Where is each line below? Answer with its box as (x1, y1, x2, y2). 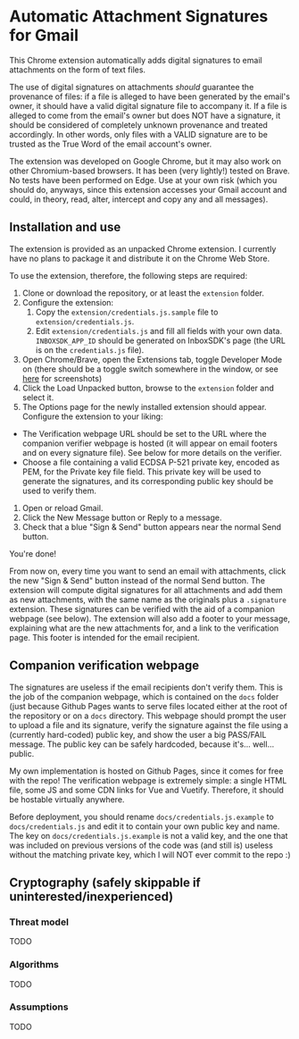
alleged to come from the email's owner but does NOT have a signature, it (9, 110, 281, 121)
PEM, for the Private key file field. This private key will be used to (21, 466, 262, 477)
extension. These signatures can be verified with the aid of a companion (9, 603, 275, 614)
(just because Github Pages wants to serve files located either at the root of (9, 700, 288, 711)
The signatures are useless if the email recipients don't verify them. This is (9, 682, 284, 692)
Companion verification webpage (9, 658, 199, 674)
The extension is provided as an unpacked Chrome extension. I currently (9, 243, 277, 254)
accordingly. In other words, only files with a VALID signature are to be (9, 129, 268, 139)
